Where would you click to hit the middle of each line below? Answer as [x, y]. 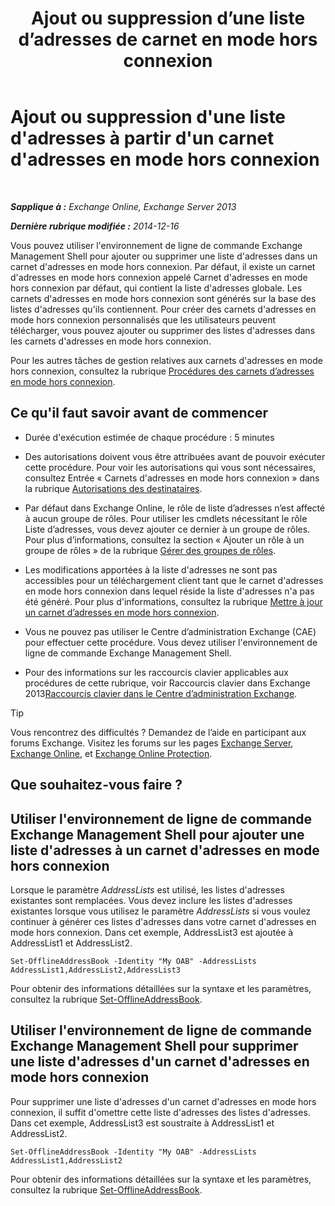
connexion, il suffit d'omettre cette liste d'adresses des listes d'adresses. [160, 1112]
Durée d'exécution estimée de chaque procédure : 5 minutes [149, 437]
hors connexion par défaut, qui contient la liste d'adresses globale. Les [156, 288]
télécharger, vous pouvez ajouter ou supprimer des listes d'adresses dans [163, 330]
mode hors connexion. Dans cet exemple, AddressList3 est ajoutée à [152, 932]
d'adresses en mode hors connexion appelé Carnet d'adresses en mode [159, 277]
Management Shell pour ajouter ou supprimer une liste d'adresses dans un [164, 256]
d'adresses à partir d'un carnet [142, 138]
